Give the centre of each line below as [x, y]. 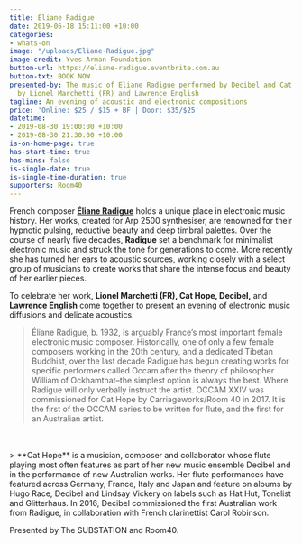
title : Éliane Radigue [52, 18]
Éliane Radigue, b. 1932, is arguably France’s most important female [157, 332]
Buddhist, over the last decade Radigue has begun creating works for [160, 361]
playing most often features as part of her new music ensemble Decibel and [150, 465]
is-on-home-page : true [52, 143]
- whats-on [30, 43]
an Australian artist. [68, 419]
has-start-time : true [50, 152]
